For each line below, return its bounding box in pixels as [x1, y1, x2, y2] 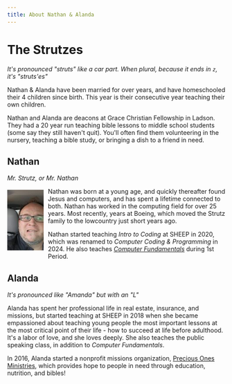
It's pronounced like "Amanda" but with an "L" [7, 291, 139, 299]
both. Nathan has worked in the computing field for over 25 [48, 202, 217, 210]
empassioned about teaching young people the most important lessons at [7, 319, 218, 327]
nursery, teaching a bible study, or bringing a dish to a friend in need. [7, 136, 204, 144]
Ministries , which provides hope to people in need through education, [7, 362, 206, 370]
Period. [48, 253, 69, 261]
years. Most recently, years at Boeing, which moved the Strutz [48, 210, 226, 218]
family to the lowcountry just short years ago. [48, 217, 177, 225]
